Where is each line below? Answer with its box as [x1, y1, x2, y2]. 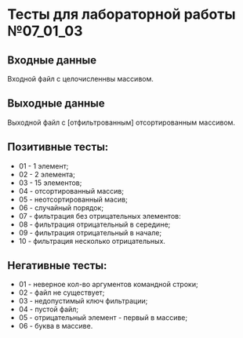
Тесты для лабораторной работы [7, 5, 236, 24]
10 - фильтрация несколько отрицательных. [18, 236, 166, 245]
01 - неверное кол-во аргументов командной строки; [18, 280, 198, 289]
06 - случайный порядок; [18, 202, 103, 213]
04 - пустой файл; [18, 304, 79, 314]
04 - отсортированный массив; [18, 186, 125, 195]
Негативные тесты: [7, 259, 107, 272]
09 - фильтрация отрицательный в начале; [18, 227, 162, 237]
